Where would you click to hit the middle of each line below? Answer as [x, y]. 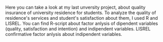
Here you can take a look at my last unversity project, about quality [75, 7]
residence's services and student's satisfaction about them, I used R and [81, 18]
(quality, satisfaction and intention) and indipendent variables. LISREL [78, 29]
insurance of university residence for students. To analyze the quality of [81, 13]
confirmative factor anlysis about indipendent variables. [64, 34]
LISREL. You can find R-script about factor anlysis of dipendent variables [82, 23]
